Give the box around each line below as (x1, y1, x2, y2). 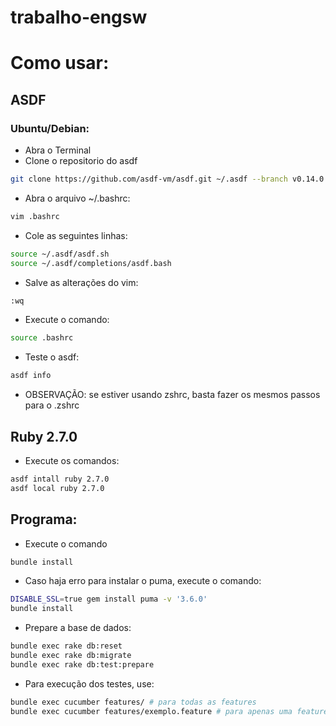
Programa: (10, 511, 78, 528)
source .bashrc (10, 333, 74, 343)
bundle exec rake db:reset (10, 641, 123, 651)
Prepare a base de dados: (24, 622, 132, 634)
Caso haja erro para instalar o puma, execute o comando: (24, 575, 262, 587)
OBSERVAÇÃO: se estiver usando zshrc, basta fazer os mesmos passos (24, 389, 321, 401)
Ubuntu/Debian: (10, 121, 90, 135)
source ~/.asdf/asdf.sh (10, 249, 110, 259)
